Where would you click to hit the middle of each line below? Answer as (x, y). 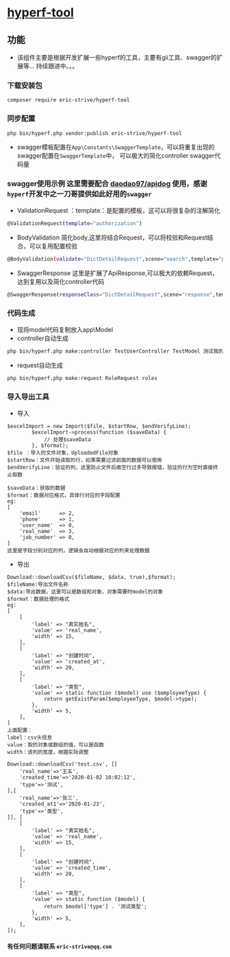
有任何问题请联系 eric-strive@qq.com (60, 946)
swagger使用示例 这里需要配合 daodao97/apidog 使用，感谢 (107, 184)
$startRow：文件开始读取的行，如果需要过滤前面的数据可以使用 (85, 460)
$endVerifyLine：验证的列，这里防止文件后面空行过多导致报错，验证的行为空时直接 (110, 467)
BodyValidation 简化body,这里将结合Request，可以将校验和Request (112, 237)
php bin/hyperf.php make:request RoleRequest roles (82, 378)
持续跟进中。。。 (57, 66)
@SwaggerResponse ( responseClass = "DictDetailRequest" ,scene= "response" (110, 294)
